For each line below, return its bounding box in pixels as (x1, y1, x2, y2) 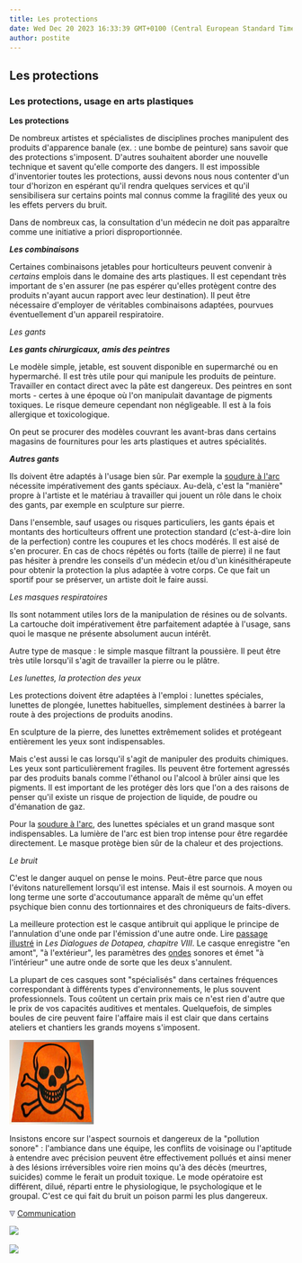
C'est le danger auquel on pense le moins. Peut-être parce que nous (9, 873, 263, 884)
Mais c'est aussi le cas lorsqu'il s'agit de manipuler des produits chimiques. (9, 753, 289, 764)
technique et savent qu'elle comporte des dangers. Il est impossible (9, 162, 261, 173)
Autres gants (9, 454, 60, 465)
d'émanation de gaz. (9, 801, 85, 813)
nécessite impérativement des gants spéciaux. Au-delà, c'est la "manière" (9, 481, 283, 492)
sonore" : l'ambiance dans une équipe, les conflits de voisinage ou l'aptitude (9, 1143, 292, 1154)
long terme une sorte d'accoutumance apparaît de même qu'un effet (9, 892, 263, 903)
